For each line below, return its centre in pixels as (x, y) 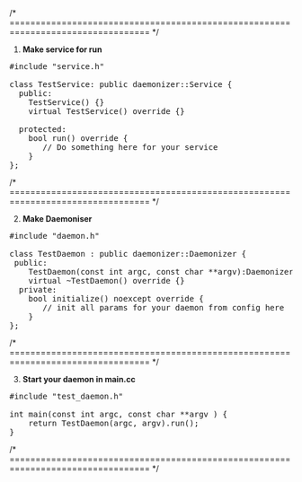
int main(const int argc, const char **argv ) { (118, 414)
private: (38, 289)
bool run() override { (78, 138)
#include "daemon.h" (55, 236)
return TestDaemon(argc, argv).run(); (114, 423)
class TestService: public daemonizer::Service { (121, 84)
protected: (43, 129)
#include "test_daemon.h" (67, 396)
